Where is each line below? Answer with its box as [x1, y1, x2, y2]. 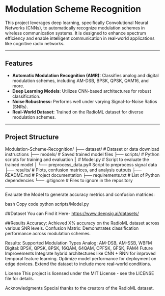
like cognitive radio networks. [5, 40, 65, 46]
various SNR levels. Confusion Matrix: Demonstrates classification [5, 225, 139, 231]
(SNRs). [12, 104, 28, 109]
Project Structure [5, 133, 59, 141]
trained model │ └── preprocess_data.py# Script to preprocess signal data [5, 161, 157, 167]
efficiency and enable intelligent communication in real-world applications [5, 35, 155, 41]
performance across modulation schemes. [5, 230, 91, 236]
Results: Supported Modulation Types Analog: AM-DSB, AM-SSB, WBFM [5, 240, 152, 246]
